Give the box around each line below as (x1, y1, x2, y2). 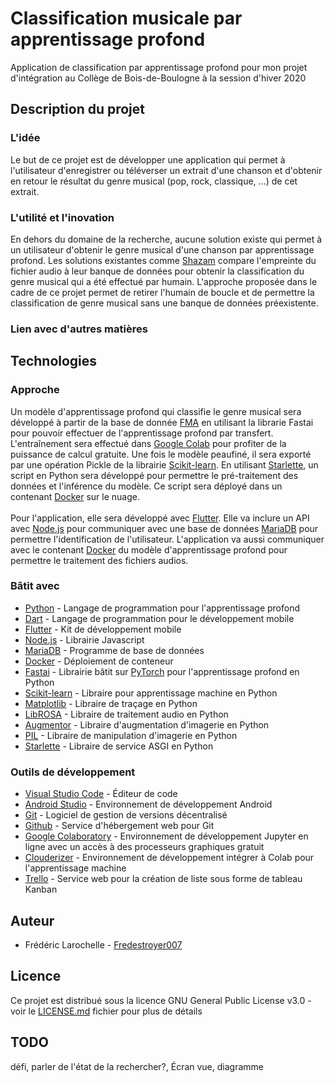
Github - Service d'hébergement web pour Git (24, 820, 215, 832)
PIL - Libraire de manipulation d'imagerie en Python (24, 729, 238, 741)
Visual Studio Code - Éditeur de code (24, 788, 178, 800)
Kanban (24, 883, 58, 896)
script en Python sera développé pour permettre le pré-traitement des (10, 469, 299, 481)
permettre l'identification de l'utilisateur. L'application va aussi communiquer (10, 533, 325, 545)
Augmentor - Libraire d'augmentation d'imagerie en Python (24, 718, 270, 731)
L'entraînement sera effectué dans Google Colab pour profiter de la (10, 437, 287, 449)
